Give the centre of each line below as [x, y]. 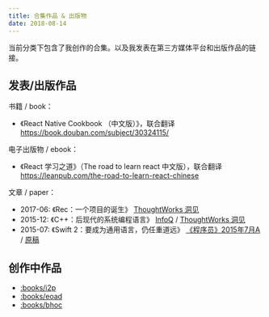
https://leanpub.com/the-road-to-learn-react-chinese [109, 175]
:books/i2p [38, 288]
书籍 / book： [31, 107]
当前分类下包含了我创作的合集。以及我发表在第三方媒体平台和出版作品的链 [132, 47]
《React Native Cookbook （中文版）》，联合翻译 [97, 124]
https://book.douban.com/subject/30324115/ [95, 133]
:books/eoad [41, 297]
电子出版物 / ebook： [44, 150]
